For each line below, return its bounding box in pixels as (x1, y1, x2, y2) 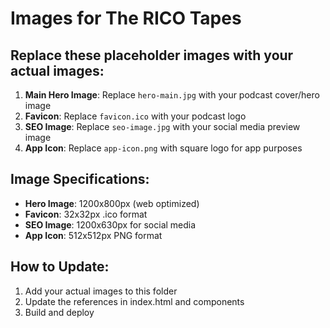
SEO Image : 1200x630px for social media (24, 218, 197, 231)
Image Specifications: (10, 171, 150, 188)
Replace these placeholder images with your (10, 47, 294, 64)
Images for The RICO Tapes (10, 7, 242, 30)
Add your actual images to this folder (24, 285, 178, 297)
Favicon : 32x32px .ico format (24, 208, 148, 220)
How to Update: (10, 258, 110, 276)
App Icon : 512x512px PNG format (24, 229, 163, 241)
